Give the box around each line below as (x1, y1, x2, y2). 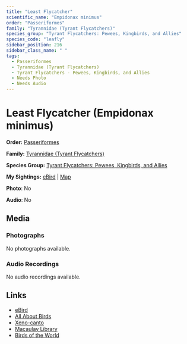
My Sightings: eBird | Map (6, 173, 71, 180)
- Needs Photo (11, 75, 46, 81)
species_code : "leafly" (6, 36, 65, 42)
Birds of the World (14, 332, 59, 339)
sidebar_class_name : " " (6, 48, 68, 54)
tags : (6, 53, 20, 59)
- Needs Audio (11, 81, 46, 87)
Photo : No (6, 184, 31, 192)
